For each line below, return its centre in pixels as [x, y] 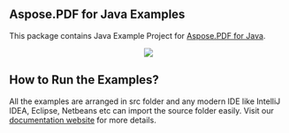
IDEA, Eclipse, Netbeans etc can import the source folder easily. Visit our [141, 110]
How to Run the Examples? [84, 80]
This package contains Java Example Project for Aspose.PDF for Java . [137, 35]
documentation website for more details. [83, 120]
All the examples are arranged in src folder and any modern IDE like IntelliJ [145, 101]
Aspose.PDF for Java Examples [97, 15]
